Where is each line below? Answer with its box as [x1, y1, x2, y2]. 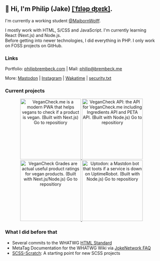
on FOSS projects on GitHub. [5, 42, 63, 49]
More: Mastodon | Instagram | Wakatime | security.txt [5, 75, 112, 81]
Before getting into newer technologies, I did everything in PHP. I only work [5, 37, 155, 43]
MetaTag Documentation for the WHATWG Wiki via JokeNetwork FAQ [12, 245, 151, 251]
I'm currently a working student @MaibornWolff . [5, 17, 101, 23]
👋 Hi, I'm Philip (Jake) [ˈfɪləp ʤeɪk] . [5, 5, 112, 13]
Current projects [5, 87, 45, 94]
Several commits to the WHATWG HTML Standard [12, 240, 112, 245]
